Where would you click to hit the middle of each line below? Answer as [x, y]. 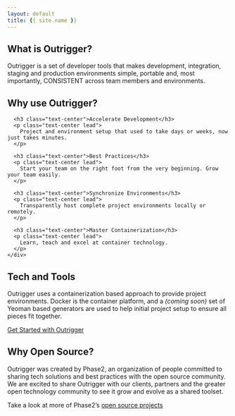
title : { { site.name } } [42, 20]
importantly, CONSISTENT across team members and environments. [106, 81]
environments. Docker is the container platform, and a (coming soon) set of [116, 301]
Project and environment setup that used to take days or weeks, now [124, 132]
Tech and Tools [42, 277]
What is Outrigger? [50, 49]
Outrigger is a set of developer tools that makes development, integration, [114, 66]
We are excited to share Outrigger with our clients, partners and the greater [116, 384]
